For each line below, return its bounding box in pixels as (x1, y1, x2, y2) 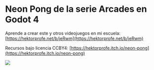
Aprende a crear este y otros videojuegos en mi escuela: (5, 30, 120, 36)
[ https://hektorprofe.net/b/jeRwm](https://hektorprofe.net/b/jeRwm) (5, 35, 144, 41)
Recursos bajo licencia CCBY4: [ (5, 45, 71, 51)
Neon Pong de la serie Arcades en (5, 3, 147, 15)
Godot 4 (5, 14, 39, 25)
